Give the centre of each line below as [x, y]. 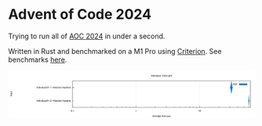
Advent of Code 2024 [80, 14]
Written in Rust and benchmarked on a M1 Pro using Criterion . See [115, 51]
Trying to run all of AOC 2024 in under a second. [87, 36]
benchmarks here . [38, 59]
